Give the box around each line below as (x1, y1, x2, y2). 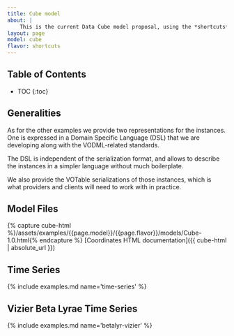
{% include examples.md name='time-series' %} (7, 282, 148, 291)
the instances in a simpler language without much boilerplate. (7, 161, 184, 170)
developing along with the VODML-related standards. (7, 140, 160, 149)
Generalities (7, 108, 61, 119)
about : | (7, 17, 33, 24)
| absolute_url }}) (7, 244, 56, 252)
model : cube (7, 36, 42, 43)
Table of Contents (7, 68, 87, 80)
